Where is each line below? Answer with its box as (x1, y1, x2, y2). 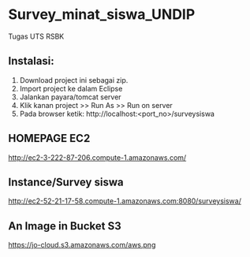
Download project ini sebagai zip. (19, 75, 129, 84)
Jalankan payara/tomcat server (19, 92, 121, 102)
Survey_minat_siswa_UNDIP (8, 6, 196, 24)
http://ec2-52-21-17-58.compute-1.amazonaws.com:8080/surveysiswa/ (8, 196, 242, 206)
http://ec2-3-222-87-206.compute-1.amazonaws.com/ (8, 152, 187, 162)
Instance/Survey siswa (8, 175, 124, 188)
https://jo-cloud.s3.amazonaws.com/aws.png (8, 240, 156, 250)
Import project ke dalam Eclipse (19, 84, 123, 93)
